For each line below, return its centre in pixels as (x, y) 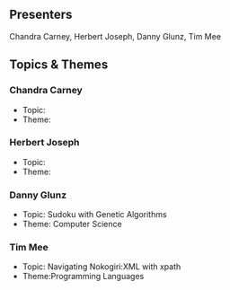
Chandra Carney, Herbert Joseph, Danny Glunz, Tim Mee (115, 36)
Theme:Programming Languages (83, 277)
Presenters (41, 15)
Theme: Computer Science (72, 224)
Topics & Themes (59, 65)
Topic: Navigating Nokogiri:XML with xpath (102, 267)
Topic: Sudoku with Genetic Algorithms (95, 215)
